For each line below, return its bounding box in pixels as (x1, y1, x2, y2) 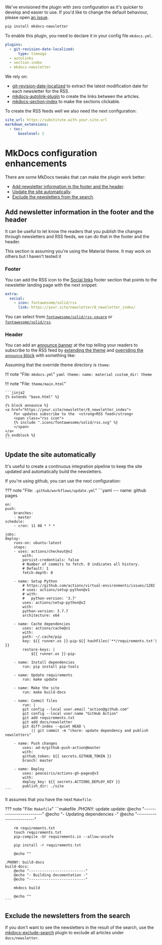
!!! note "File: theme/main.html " (5, 381, 66, 387)
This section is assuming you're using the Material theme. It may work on (5, 248, 151, 254)
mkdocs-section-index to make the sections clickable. (12, 98, 120, 104)
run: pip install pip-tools (22, 664, 79, 669)
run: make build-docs (22, 690, 66, 695)
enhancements (5, 158, 67, 169)
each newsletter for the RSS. (12, 88, 69, 94)
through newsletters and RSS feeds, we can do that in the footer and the (5, 234, 149, 239)
